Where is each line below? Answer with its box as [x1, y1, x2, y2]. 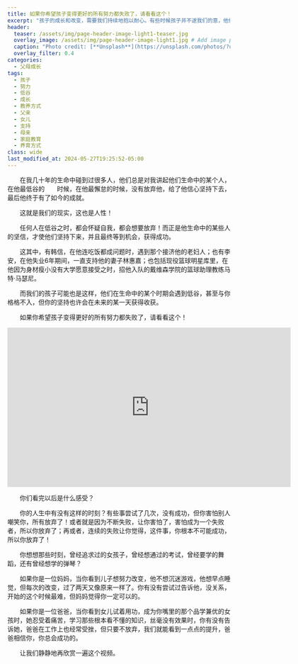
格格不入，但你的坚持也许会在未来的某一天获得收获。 [7, 298, 163, 306]
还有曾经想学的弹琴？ [19, 559, 82, 568]
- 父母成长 [13, 63, 42, 70]
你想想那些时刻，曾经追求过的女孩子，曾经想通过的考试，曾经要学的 [20, 550, 218, 558]
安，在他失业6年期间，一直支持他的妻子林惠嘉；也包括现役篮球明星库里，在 [7, 256, 229, 264]
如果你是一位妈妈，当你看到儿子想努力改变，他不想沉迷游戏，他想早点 [20, 574, 224, 583]
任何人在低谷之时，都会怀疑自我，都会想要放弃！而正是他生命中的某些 [20, 223, 224, 232]
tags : [7, 69, 23, 77]
